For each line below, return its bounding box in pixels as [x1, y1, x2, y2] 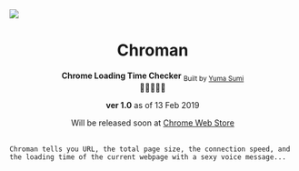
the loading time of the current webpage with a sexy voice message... [9, 152, 286, 162]
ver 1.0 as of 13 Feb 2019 [105, 99, 200, 110]
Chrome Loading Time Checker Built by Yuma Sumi [61, 70, 244, 83]
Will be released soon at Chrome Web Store [71, 117, 234, 128]
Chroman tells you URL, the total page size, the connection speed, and [9, 145, 291, 154]
